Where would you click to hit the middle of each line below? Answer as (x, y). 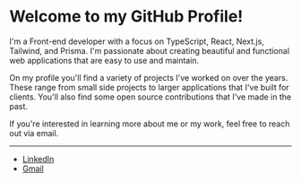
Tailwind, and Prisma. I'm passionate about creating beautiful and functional (149, 50)
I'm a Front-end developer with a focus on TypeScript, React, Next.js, (137, 41)
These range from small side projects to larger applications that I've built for (149, 87)
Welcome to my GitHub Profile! (126, 17)
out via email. (34, 133)
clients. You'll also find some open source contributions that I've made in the (150, 97)
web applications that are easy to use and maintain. (104, 60)
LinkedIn (38, 159)
